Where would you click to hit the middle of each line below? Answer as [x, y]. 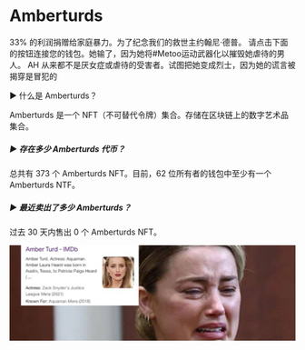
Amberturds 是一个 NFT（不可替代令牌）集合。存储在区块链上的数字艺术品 [149, 115]
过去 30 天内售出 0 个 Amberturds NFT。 [85, 232]
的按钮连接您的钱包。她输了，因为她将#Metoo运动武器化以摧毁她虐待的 [143, 53]
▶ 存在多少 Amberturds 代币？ [67, 149]
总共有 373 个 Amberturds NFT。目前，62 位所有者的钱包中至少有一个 [141, 173]
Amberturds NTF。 [44, 185]
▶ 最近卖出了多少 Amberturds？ [70, 207]
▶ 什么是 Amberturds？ [54, 95]
